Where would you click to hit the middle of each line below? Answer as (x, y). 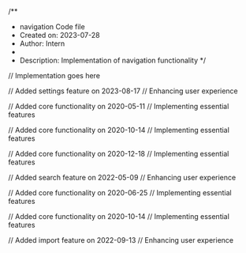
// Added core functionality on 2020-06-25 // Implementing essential (120, 193)
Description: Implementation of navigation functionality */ (113, 60)
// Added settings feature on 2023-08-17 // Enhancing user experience (123, 91)
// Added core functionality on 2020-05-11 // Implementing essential (119, 106)
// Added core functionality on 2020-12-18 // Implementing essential (119, 154)
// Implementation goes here (54, 76)
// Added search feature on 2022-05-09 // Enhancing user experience (122, 177)
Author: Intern (42, 43)
